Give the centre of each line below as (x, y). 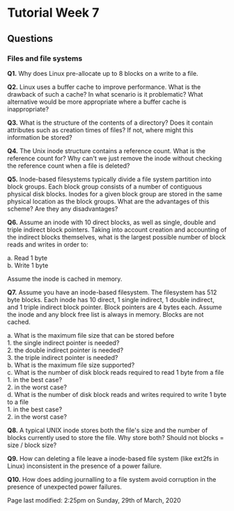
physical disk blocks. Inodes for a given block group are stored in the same (115, 194)
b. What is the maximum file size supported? (71, 365)
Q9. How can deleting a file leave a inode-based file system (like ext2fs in (113, 458)
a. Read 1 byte (27, 258)
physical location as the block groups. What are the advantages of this (108, 201)
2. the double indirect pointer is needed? (65, 350)
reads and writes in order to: (48, 244)
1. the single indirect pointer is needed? (63, 343)
